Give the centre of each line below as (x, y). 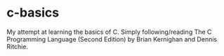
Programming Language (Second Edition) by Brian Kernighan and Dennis (112, 39)
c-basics (33, 13)
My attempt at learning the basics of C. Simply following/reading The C (109, 32)
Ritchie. (18, 46)
